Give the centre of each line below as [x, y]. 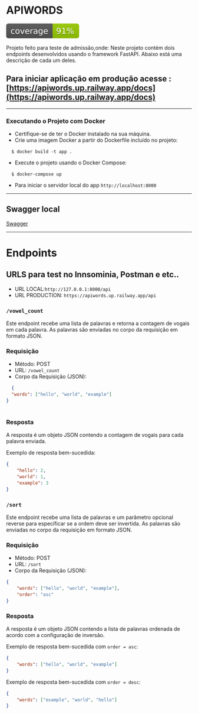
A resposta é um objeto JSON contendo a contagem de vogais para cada [95, 435]
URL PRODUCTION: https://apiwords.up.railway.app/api [85, 295]
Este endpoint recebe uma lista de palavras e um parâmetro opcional [90, 517]
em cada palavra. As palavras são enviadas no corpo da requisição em [92, 330]
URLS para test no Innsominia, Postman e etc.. [93, 275]
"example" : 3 [33, 483]
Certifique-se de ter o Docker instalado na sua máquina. [83, 134]
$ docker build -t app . [42, 152]
